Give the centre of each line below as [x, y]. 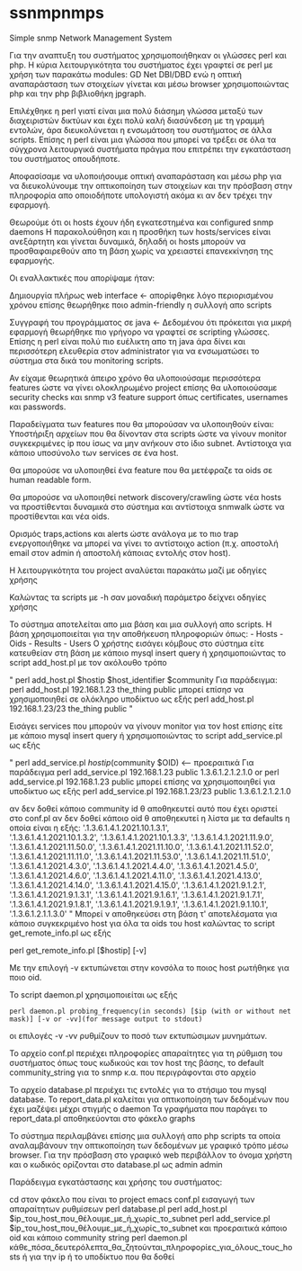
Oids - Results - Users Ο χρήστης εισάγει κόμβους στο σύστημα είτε [137, 643]
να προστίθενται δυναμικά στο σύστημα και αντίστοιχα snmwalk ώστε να [147, 506]
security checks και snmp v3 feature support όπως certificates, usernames [149, 397]
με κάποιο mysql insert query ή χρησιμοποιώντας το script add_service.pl [146, 735]
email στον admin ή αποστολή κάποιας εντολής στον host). [120, 552]
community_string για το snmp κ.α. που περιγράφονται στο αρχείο [133, 1072]
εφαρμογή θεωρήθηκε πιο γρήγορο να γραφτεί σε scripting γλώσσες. [140, 332]
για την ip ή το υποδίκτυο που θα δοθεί [102, 1257]
